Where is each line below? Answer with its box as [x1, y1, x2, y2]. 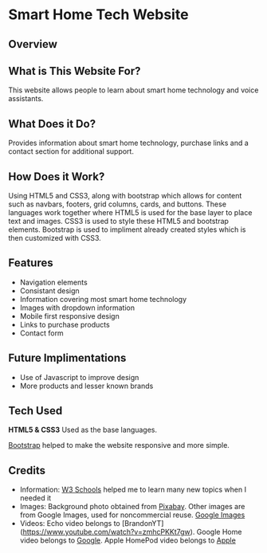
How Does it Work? [8, 170, 105, 183]
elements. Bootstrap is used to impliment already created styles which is [8, 225, 246, 234]
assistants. [8, 94, 44, 104]
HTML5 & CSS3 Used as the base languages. [8, 425, 158, 435]
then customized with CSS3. [8, 233, 101, 243]
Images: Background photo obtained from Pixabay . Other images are [19, 502, 245, 512]
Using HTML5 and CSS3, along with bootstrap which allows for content [8, 191, 242, 201]
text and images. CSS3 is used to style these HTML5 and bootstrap [8, 217, 230, 226]
